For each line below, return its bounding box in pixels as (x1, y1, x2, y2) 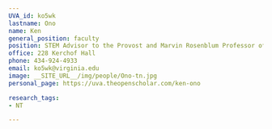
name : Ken (8, 27, 42, 35)
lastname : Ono (8, 19, 57, 27)
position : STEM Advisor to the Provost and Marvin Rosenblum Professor (8, 42, 255, 50)
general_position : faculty (8, 34, 100, 43)
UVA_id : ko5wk (8, 11, 57, 20)
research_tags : (8, 94, 60, 102)
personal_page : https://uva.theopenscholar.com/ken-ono (8, 79, 201, 87)
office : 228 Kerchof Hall (8, 49, 96, 57)
